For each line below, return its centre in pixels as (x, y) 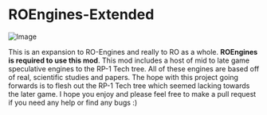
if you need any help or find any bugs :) (73, 102)
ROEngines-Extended (81, 15)
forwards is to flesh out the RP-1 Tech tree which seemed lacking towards (129, 86)
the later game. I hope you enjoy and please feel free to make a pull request (132, 94)
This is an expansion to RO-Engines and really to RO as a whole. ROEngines (133, 52)
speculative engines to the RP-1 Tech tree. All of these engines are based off (134, 68)
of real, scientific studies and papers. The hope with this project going (124, 77)
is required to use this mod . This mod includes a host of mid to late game (129, 60)
